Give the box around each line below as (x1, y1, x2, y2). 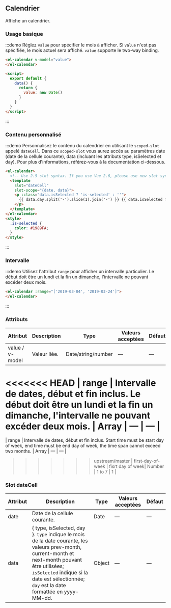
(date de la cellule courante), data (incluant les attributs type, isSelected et (5, 153, 162, 160)
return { (18, 85, 38, 91)
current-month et (32, 550, 74, 557)
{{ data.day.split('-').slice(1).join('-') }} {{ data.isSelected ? (18, 197, 167, 202)
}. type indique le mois (32, 531, 85, 538)
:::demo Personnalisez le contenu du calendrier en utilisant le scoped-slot (5, 143, 159, 149)
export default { (10, 76, 47, 81)
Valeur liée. (32, 350, 59, 357)
